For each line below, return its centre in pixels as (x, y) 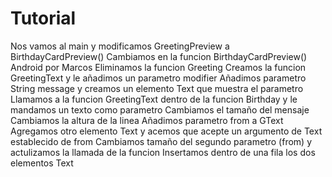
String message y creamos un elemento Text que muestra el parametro (157, 88)
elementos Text (42, 163)
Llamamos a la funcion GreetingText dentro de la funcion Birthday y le (154, 99)
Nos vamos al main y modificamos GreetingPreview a (120, 46)
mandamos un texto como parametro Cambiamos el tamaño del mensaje (160, 109)
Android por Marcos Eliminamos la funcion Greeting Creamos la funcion (158, 67)
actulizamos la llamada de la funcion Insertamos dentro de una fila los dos (163, 152)
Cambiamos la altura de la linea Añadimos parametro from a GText (147, 120)
